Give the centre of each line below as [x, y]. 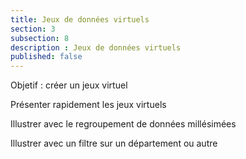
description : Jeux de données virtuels [96, 47]
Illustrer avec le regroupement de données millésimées [123, 124]
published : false [46, 57]
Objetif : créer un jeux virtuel [69, 85]
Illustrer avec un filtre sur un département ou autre [114, 143]
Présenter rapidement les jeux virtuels [88, 105]
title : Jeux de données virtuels [80, 19]
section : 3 [33, 29]
